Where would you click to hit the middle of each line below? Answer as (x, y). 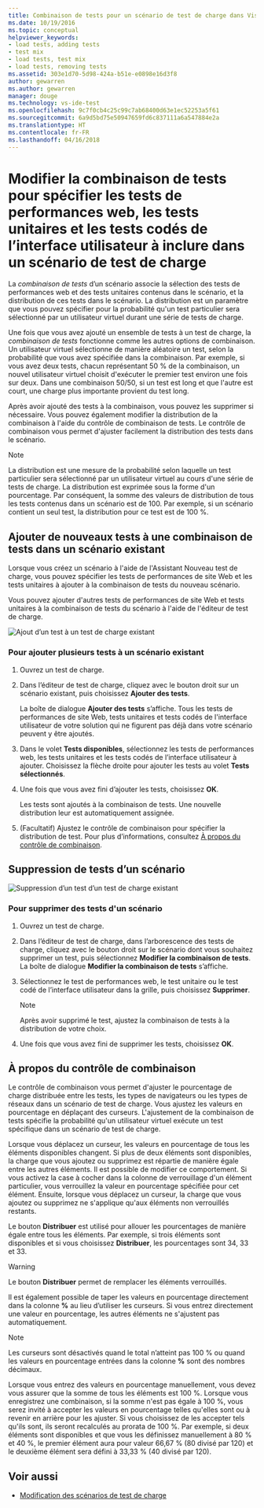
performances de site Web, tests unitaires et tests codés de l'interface (133, 717)
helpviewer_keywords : (44, 37)
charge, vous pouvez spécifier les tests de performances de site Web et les (130, 577)
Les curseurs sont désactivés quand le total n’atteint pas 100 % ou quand (126, 1353)
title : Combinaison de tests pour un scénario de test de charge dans (126, 15)
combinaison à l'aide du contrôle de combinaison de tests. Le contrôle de (127, 423)
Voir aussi (33, 1476)
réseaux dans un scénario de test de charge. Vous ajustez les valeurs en (126, 1104)
